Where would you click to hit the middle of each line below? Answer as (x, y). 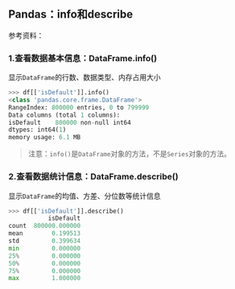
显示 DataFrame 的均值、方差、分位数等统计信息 (85, 196)
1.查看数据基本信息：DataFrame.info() (83, 58)
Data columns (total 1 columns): (64, 115)
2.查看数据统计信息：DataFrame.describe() (93, 177)
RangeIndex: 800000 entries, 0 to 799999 (79, 107)
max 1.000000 (45, 279)
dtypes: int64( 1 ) (37, 130)
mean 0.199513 (45, 233)
